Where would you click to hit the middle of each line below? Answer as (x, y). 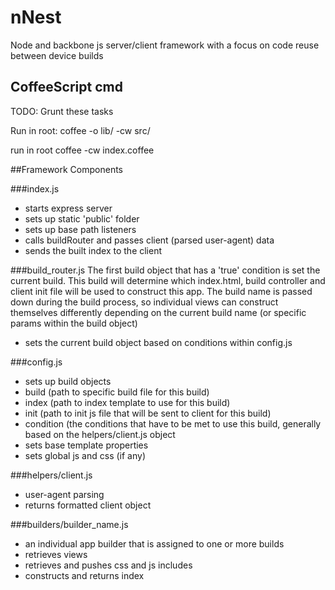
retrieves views (56, 554)
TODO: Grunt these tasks (62, 111)
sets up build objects (68, 381)
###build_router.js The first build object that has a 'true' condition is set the (165, 270)
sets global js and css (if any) (85, 455)
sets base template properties (86, 445)
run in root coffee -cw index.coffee (82, 150)
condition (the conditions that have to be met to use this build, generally (173, 423)
